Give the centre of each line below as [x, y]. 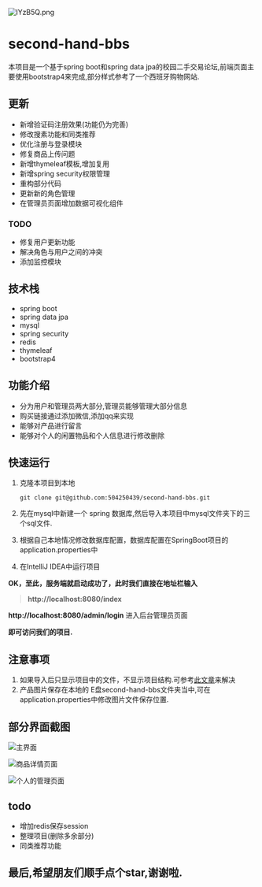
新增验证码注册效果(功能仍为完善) [74, 124]
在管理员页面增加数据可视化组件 [71, 203]
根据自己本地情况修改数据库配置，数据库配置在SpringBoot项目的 [124, 540]
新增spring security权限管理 [65, 173]
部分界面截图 [39, 727]
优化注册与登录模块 [51, 144]
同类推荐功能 [40, 845]
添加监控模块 [40, 262]
